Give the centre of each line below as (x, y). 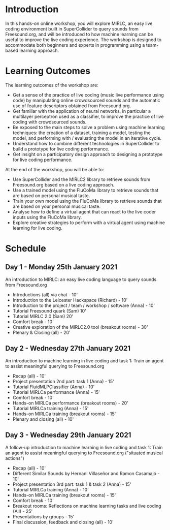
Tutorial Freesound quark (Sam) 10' (49, 310)
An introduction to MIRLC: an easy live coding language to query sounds (81, 279)
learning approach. (39, 50)
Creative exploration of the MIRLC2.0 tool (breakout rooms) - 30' (80, 327)
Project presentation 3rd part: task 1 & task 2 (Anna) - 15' (72, 484)
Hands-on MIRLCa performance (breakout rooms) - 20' (70, 403)
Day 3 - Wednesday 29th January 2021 (68, 435)
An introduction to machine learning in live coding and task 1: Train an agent (84, 361)
